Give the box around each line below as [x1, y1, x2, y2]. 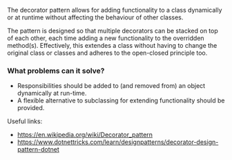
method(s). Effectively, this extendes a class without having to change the [7, 42, 217, 49]
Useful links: [7, 117, 43, 125]
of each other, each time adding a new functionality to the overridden [7, 34, 205, 42]
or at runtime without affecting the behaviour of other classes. [7, 13, 184, 21]
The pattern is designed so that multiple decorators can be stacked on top [7, 27, 219, 35]
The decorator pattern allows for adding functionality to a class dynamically [7, 6, 222, 14]
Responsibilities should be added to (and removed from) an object [17, 82, 206, 90]
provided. [17, 104, 45, 112]
